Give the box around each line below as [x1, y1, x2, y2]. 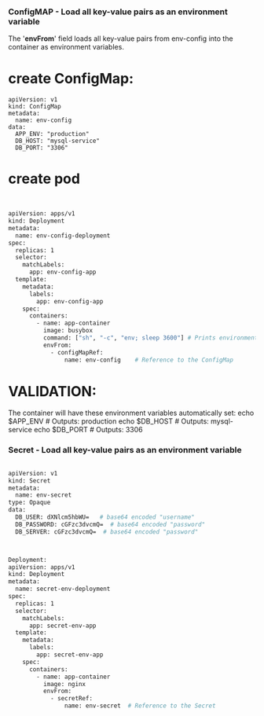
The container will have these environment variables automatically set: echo [8, 408, 255, 418]
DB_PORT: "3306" [15, 144, 68, 152]
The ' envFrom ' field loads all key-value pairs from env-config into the [8, 34, 233, 43]
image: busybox [42, 327, 93, 335]
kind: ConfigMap [8, 103, 61, 111]
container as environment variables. [8, 42, 124, 52]
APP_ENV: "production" [15, 130, 90, 138]
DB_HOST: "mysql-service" [15, 137, 101, 145]
